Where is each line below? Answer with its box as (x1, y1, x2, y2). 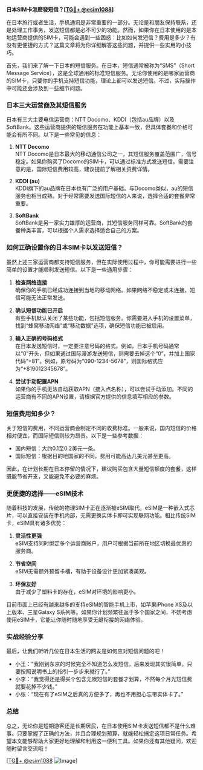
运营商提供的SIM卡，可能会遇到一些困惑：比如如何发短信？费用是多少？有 (11, 34, 196, 41)
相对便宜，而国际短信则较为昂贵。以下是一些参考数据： (6, 432, 144, 439)
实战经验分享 (6, 633, 44, 641)
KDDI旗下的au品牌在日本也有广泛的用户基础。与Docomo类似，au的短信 (14, 184, 193, 192)
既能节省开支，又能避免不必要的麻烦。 (6, 472, 101, 480)
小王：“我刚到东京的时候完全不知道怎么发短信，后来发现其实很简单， (14, 661, 187, 668)
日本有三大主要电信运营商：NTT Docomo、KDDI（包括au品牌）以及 (6, 116, 175, 123)
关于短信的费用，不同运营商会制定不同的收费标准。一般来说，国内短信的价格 (6, 424, 197, 431)
